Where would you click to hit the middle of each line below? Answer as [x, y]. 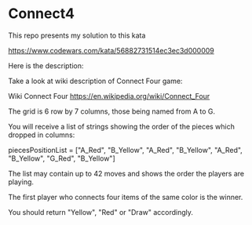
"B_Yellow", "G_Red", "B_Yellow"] [62, 158]
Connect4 [41, 14]
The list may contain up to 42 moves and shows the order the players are [126, 173]
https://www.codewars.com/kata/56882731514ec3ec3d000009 [111, 50]
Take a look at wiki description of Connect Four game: [95, 81]
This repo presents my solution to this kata [77, 35]
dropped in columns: [42, 135]
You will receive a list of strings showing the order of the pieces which [122, 126]
